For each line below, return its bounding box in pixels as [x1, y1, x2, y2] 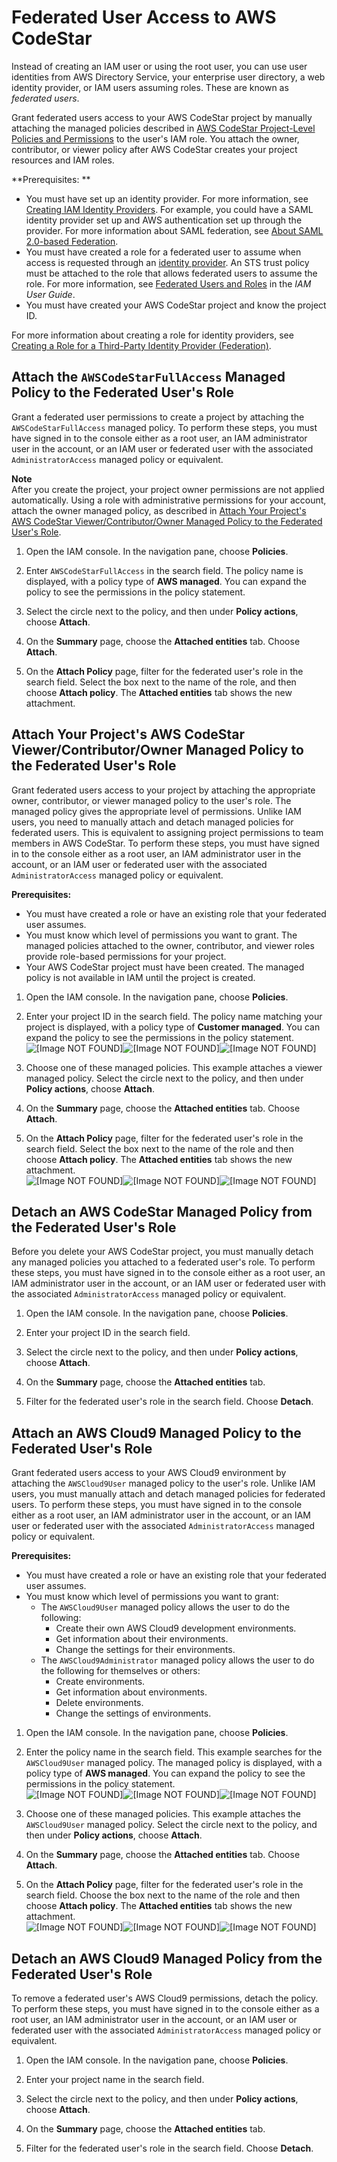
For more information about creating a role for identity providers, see [11, 329, 294, 341]
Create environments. [55, 1676, 146, 1688]
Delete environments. [55, 1697, 144, 1709]
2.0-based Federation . [25, 235, 119, 247]
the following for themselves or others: [40, 1665, 201, 1677]
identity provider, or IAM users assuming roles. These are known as [11, 81, 289, 93]
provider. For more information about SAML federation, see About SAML [25, 224, 324, 236]
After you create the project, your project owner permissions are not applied [11, 483, 325, 495]
